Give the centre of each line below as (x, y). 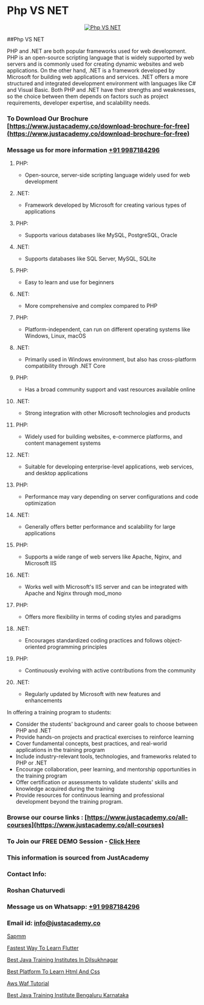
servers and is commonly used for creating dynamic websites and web (95, 64)
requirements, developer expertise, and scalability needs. (79, 103)
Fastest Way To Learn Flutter (43, 948)
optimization (40, 503)
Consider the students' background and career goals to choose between (107, 724)
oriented (35, 647)
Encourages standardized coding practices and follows (93, 641)
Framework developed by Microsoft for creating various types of (106, 205)
